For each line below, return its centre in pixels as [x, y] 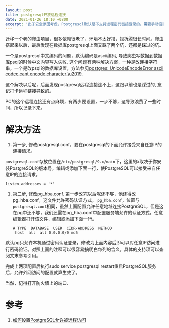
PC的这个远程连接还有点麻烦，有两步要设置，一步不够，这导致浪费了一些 [81, 102]
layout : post [19, 10]
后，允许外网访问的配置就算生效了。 [43, 273]
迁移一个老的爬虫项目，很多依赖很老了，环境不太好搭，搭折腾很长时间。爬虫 [84, 39]
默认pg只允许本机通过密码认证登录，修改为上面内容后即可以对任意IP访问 [80, 243]
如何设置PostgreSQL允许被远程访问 [49, 320]
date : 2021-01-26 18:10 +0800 [37, 19]
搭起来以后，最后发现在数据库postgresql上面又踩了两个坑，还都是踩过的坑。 [84, 45]
